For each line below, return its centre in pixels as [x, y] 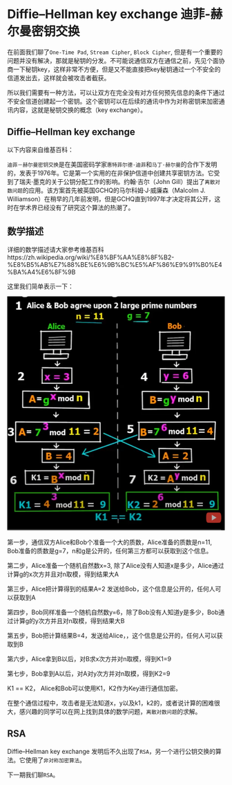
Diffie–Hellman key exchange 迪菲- [109, 14]
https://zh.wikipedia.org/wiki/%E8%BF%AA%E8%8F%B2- [91, 257]
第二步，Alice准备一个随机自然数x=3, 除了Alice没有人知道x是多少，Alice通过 [116, 565]
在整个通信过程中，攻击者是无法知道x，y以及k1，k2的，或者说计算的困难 [111, 703]
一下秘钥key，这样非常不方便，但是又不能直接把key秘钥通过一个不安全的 [117, 69]
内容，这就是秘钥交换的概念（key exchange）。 [80, 110]
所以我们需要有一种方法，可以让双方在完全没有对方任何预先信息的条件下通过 [116, 92]
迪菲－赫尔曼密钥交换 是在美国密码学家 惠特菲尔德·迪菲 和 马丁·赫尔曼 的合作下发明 [112, 164]
